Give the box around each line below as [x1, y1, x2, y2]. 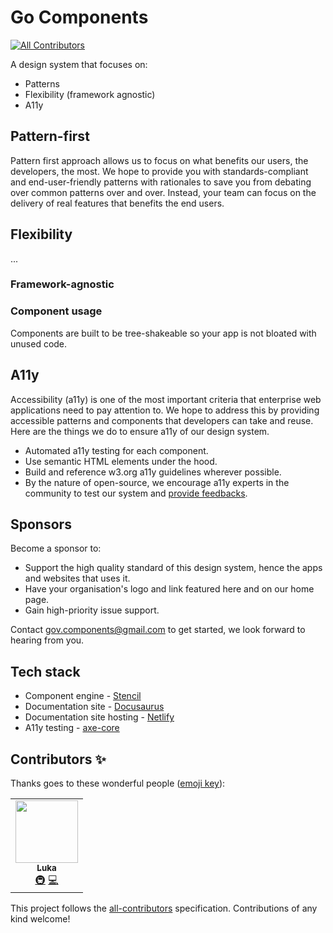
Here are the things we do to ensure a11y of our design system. [10, 425, 270, 437]
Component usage [10, 304, 103, 318]
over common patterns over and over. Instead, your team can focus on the [10, 186, 317, 198]
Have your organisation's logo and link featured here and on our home [24, 583, 315, 595]
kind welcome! [10, 913, 71, 925]
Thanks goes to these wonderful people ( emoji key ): [10, 777, 226, 790]
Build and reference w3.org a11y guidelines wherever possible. [24, 466, 282, 478]
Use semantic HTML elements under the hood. [24, 455, 218, 467]
